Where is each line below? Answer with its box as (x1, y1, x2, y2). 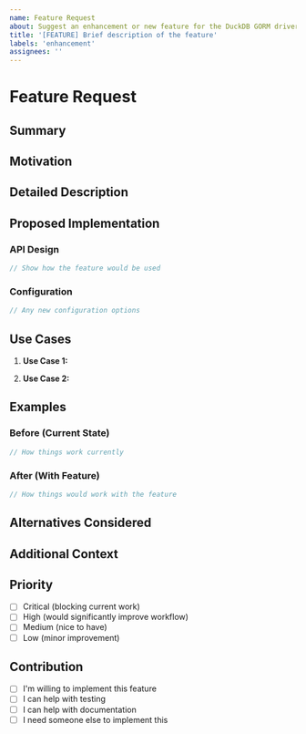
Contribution (9, 659, 84, 675)
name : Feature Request (9, 13, 96, 23)
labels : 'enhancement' (9, 38, 96, 48)
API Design (9, 243, 59, 255)
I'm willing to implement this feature (22, 683, 158, 694)
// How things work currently (9, 448, 125, 457)
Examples (9, 399, 66, 415)
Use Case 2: (22, 373, 70, 384)
